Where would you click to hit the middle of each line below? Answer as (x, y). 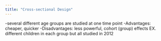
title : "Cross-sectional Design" (39, 9)
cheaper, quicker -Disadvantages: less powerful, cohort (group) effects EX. (80, 28)
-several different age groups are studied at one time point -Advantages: (78, 23)
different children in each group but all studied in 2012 (59, 33)
